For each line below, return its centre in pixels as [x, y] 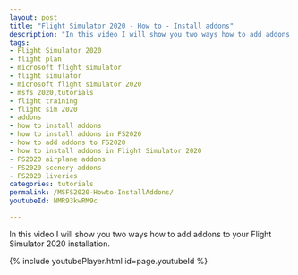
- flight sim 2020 [43, 109]
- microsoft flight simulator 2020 [76, 84]
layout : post [34, 17]
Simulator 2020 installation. [60, 244]
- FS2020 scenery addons [55, 168]
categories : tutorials [51, 185]
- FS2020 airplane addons [57, 159]
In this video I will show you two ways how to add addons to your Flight [140, 234]
